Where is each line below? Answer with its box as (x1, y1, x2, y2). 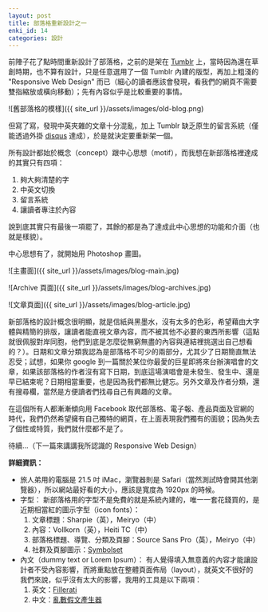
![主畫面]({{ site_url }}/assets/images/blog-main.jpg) (8, 266, 179, 276)
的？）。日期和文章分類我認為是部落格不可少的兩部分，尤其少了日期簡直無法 (8, 347, 257, 357)
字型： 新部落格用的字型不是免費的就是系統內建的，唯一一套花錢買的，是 (19, 495, 260, 505)
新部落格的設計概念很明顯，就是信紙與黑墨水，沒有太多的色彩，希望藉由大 (8, 317, 253, 326)
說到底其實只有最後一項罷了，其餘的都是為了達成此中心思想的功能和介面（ (8, 222, 253, 232)
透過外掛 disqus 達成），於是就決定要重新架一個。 (14, 131, 178, 141)
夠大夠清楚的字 (19, 175, 69, 185)
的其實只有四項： (8, 158, 65, 168)
